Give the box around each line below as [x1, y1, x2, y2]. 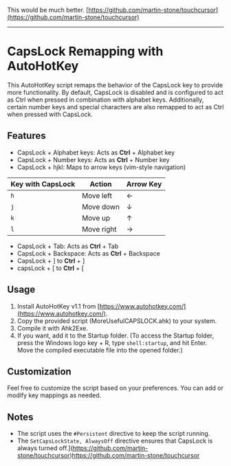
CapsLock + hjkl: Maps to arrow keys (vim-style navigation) [16, 163, 186, 171]
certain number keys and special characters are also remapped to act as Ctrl [7, 102, 224, 111]
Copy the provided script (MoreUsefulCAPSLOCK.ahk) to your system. [16, 316, 217, 325]
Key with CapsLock [10, 179, 76, 188]
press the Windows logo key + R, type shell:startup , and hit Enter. [16, 338, 208, 346]
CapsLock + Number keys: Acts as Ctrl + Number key [16, 155, 170, 164]
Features [7, 130, 46, 142]
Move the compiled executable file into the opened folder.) [16, 346, 184, 354]
